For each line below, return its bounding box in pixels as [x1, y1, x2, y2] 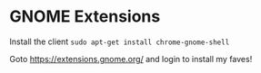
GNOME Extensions [9, 6, 161, 27]
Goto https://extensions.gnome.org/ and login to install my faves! [9, 53, 253, 64]
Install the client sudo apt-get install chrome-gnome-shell [9, 36, 230, 47]
